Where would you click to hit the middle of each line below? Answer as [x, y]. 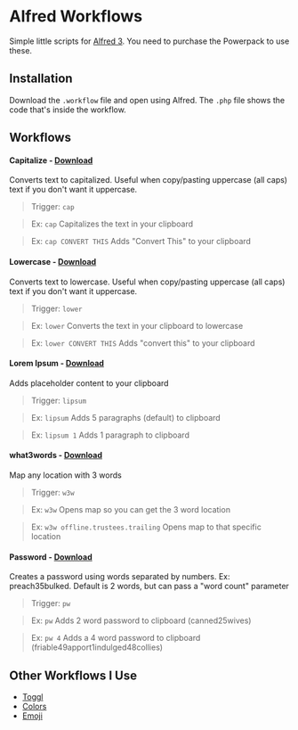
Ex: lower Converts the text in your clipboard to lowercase [137, 325]
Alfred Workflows [76, 16]
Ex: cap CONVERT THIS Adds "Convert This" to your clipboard [141, 242]
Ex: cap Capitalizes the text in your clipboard [112, 224]
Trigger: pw [51, 603]
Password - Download [51, 557]
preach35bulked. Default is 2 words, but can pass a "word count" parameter [149, 586]
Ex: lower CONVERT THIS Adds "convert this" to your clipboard [143, 343]
